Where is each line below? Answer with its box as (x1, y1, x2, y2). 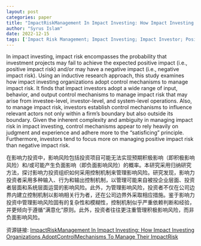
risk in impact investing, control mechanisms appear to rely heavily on (6, 123, 178, 130)
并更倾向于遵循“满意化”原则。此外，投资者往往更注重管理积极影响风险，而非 (6, 207, 194, 213)
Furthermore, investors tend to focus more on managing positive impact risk (6, 136, 194, 142)
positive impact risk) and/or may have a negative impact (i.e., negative (6, 66, 179, 72)
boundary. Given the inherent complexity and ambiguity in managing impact (6, 116, 193, 123)
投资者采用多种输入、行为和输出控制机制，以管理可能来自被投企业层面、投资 (6, 177, 195, 183)
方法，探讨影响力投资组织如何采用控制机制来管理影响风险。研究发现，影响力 (6, 169, 195, 176)
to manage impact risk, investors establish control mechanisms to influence (6, 104, 193, 110)
